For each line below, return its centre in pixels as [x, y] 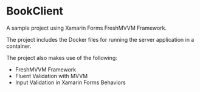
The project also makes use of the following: [62, 57]
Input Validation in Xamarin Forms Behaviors [70, 82]
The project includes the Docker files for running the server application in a [100, 39]
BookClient [35, 11]
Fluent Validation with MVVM [51, 76]
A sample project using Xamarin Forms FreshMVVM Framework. [87, 28]
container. [19, 46]
